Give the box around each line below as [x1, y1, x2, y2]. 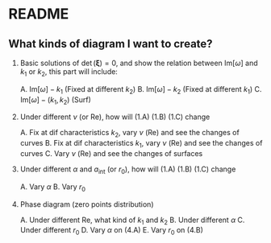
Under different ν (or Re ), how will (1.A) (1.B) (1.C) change [19, 112, 211, 121]
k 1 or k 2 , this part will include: [19, 67, 119, 78]
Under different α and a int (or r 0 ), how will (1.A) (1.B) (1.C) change [19, 164, 236, 175]
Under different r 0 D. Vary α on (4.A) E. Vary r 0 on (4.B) [19, 225, 204, 237]
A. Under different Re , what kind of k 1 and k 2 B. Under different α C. [19, 215, 245, 226]
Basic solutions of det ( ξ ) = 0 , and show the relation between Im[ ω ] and [19, 58, 258, 68]
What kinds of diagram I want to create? [8, 37, 213, 51]
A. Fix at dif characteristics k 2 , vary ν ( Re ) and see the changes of [19, 128, 240, 139]
